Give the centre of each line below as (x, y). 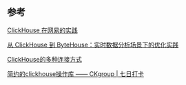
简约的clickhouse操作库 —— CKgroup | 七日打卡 (76, 73)
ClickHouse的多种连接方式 (45, 59)
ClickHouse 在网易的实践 (42, 30)
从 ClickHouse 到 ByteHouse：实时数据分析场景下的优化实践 (93, 45)
